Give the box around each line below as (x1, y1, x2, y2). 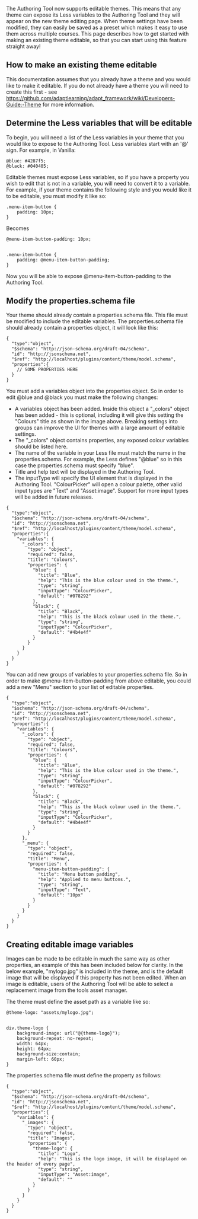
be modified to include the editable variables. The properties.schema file (6, 318, 184, 325)
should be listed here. (14, 443, 68, 450)
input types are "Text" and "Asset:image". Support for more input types (14, 487, 189, 494)
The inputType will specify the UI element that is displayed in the (14, 474, 173, 482)
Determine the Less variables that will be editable (6, 118, 193, 128)
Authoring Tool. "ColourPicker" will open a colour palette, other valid (14, 481, 183, 488)
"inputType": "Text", (37, 887, 92, 893)
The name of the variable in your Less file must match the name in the (14, 449, 186, 457)
